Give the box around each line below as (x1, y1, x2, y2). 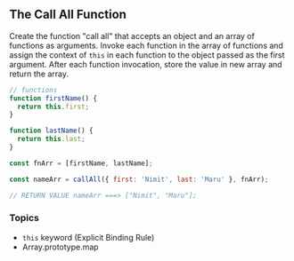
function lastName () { (9, 126, 94, 136)
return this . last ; (17, 135, 86, 144)
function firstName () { (9, 93, 98, 103)
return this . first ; (17, 102, 90, 111)
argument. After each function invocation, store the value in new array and (9, 59, 282, 69)
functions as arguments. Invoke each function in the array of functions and (9, 40, 283, 51)
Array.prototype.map (21, 241, 100, 252)
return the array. (9, 68, 69, 79)
